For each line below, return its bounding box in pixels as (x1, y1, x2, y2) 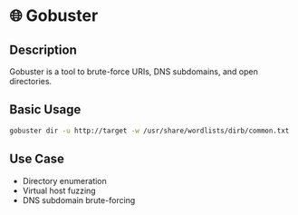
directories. (9, 76, 53, 86)
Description (9, 42, 77, 57)
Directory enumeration (22, 175, 107, 186)
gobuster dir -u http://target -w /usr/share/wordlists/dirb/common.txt (9, 126, 290, 135)
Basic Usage (9, 102, 82, 118)
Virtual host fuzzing (22, 185, 97, 196)
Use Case (9, 151, 65, 167)
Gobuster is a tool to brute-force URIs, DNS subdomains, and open (9, 66, 258, 77)
